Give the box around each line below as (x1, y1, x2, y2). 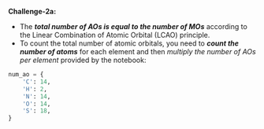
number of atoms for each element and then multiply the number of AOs (19, 47, 256, 56)
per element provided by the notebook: (19, 55, 147, 64)
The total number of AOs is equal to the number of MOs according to (19, 22, 248, 31)
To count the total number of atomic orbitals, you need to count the (19, 39, 239, 48)
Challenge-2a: (8, 7, 57, 16)
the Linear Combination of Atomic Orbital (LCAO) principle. (19, 31, 210, 39)
